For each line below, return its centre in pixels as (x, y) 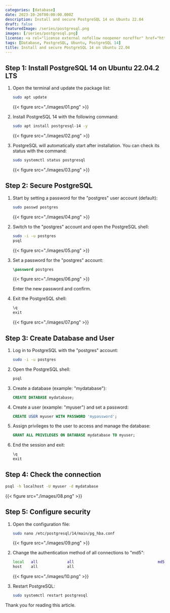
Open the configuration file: (41, 524)
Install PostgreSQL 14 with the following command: (66, 117)
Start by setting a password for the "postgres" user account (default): (85, 198)
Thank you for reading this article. (40, 605)
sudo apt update (30, 97)
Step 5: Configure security (48, 512)
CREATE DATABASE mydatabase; (43, 398)
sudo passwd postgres (35, 207)
